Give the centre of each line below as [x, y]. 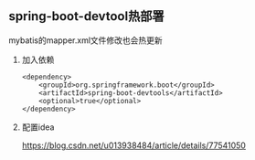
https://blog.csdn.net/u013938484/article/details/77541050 [133, 145]
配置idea [38, 127]
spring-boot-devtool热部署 [86, 16]
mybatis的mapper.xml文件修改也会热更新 [86, 40]
